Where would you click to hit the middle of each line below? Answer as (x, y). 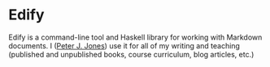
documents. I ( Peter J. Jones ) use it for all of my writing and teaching (124, 45)
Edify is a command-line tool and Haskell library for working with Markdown (135, 37)
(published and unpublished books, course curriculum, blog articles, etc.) (131, 54)
